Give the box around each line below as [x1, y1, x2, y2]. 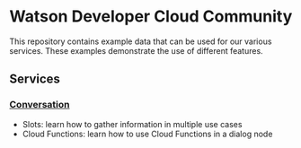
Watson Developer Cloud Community [9, 6, 293, 27]
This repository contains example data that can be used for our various [9, 36, 272, 47]
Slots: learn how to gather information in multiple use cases [22, 118, 243, 129]
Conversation [9, 99, 70, 111]
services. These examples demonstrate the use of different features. [9, 45, 263, 56]
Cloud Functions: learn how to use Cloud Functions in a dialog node [22, 128, 273, 139]
